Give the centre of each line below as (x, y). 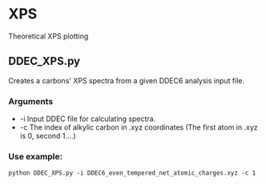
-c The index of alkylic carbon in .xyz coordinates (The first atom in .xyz (139, 127)
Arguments (31, 101)
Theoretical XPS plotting (48, 36)
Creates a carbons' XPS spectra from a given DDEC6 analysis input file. (127, 80)
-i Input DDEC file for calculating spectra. (88, 119)
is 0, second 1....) (48, 136)
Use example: (36, 156)
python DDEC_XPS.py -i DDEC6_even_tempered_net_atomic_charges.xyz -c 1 (132, 173)
